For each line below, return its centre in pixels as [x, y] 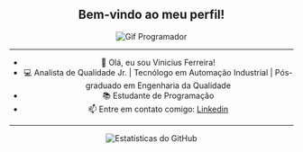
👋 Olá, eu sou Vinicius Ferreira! [158, 62]
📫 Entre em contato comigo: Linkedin [158, 109]
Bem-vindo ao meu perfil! [151, 15]
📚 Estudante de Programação [158, 95]
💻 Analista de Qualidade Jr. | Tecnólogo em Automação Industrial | [148, 72]
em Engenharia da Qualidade [177, 85]
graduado [103, 85]
